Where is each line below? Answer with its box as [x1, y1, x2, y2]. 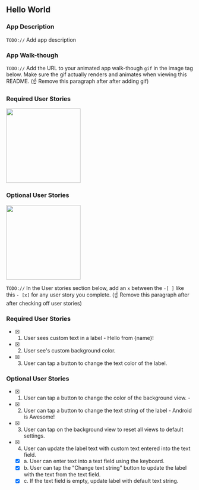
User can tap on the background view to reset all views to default [23, 426, 184, 433]
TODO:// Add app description [6, 36, 76, 43]
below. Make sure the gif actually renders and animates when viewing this [6, 71, 187, 78]
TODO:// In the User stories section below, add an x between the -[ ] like [6, 284, 184, 291]
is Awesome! [23, 413, 55, 420]
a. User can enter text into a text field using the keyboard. [23, 458, 165, 465]
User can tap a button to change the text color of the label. [23, 360, 168, 367]
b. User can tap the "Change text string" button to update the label [23, 464, 187, 472]
